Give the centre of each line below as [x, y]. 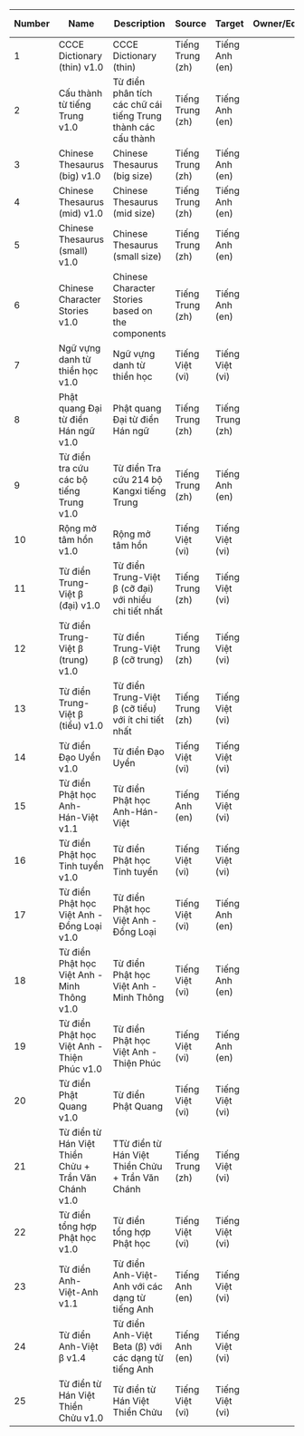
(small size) [138, 256]
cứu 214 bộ [138, 480]
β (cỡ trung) [138, 660]
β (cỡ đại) [133, 588]
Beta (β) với [138, 1347]
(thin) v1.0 [81, 67]
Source [191, 24]
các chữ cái [138, 105]
